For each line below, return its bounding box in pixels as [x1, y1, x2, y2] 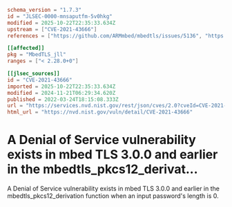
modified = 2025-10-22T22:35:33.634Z [7, 19, 116, 26]
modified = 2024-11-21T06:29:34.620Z [7, 89, 116, 96]
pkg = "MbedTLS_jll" [7, 51, 67, 58]
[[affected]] [7, 45, 45, 52]
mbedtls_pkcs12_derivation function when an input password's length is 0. [7, 192, 219, 200]
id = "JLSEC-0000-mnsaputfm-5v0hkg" [7, 12, 113, 20]
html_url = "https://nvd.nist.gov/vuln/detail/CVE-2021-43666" [7, 109, 193, 116]
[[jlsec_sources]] [7, 70, 60, 77]
